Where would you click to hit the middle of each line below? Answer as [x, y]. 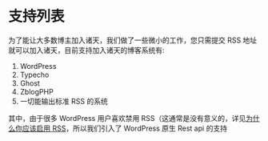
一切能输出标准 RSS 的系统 [64, 101]
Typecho [34, 75]
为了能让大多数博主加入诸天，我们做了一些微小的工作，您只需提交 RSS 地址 [133, 40]
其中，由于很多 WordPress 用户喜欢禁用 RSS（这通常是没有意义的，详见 [127, 118]
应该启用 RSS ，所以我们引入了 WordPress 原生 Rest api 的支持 [125, 128]
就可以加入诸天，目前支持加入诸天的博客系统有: [87, 50]
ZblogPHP [36, 91]
